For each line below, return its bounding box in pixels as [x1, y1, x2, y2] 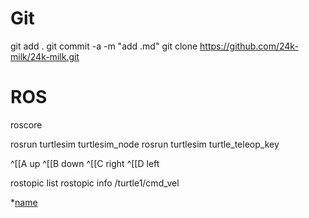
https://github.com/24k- [199, 40, 299, 52]
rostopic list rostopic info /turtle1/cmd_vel [10, 177, 180, 189]
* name [10, 196, 38, 208]
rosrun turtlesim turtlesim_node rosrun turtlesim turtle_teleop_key [10, 138, 280, 150]
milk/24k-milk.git [10, 50, 80, 62]
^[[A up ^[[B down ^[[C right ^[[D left [10, 157, 160, 169]
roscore [10, 118, 43, 131]
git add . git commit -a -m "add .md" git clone [10, 40, 198, 52]
